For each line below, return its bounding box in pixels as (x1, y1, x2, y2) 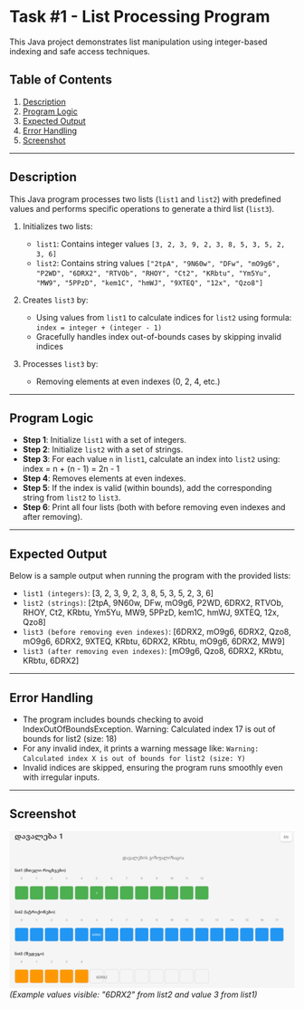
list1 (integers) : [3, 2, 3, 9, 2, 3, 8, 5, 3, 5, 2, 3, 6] (22, 588, 214, 599)
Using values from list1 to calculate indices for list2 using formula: (35, 312, 292, 322)
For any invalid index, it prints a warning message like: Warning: (22, 743, 260, 754)
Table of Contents (9, 72, 113, 88)
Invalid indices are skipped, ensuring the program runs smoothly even (22, 763, 283, 773)
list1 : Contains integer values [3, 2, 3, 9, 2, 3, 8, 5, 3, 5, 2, (35, 238, 286, 249)
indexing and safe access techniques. (9, 45, 151, 56)
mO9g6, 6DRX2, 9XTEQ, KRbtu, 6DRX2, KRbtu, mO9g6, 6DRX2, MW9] (22, 636, 285, 647)
